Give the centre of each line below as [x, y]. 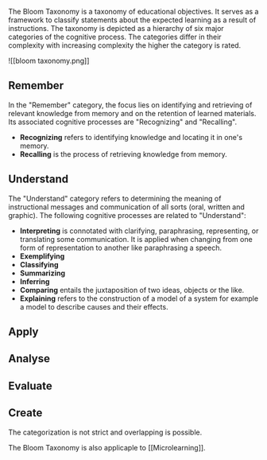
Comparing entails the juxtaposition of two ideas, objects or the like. [132, 290]
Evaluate [31, 386]
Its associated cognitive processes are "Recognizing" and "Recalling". [123, 122]
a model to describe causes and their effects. [94, 306]
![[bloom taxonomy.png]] [49, 60]
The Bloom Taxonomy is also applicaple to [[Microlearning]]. [107, 447]
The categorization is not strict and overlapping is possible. [105, 432]
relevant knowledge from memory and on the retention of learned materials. [132, 113]
